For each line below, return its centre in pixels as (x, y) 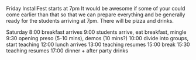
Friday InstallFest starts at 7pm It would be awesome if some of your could (96, 8)
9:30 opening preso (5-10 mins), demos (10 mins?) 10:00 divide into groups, (97, 38)
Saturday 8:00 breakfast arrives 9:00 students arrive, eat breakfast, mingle (96, 32)
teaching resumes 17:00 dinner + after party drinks (67, 51)
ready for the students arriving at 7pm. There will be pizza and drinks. (90, 21)
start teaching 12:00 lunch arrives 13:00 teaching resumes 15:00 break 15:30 (98, 44)
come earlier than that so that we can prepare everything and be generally (96, 15)
